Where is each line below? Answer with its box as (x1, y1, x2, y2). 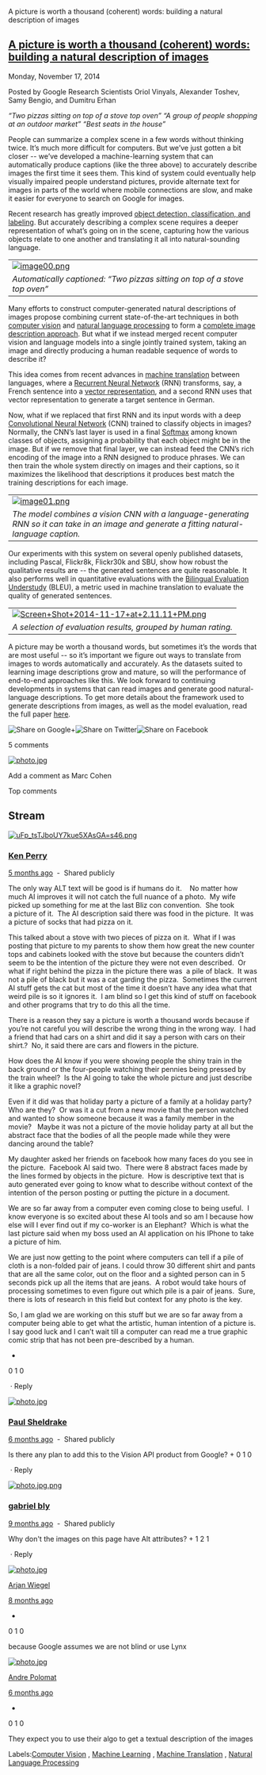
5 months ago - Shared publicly (8, 868, 115, 878)
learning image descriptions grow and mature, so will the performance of (8, 667, 247, 677)
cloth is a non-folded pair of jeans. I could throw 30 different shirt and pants (8, 1261, 256, 1270)
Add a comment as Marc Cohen (8, 770, 112, 780)
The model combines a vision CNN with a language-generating (12, 508, 249, 519)
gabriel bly (8, 1500, 51, 1512)
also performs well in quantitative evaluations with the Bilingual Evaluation (8, 574, 249, 583)
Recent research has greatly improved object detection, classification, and (8, 209, 251, 218)
